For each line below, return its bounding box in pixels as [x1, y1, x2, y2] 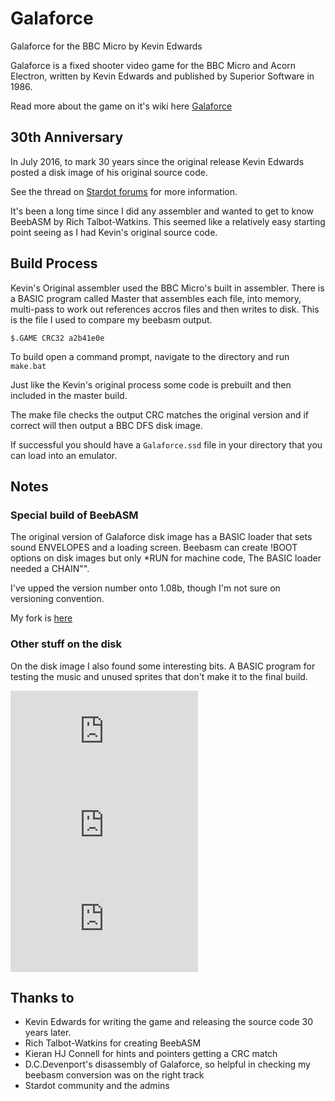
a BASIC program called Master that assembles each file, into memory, [10, 292, 302, 304]
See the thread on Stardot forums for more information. [10, 185, 238, 197]
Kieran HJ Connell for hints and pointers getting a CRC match [24, 1048, 278, 1060]
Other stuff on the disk [10, 637, 122, 651]
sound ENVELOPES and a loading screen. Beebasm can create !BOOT [10, 542, 298, 554]
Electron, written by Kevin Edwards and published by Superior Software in [10, 70, 315, 82]
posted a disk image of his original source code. [10, 166, 208, 178]
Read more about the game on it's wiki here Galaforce [10, 100, 233, 112]
